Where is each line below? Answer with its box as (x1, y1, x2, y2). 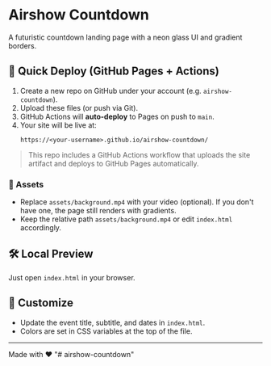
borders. (8, 40, 37, 50)
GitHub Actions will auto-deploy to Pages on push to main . (19, 111, 215, 121)
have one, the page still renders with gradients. (19, 206, 177, 216)
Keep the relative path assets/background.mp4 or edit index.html (19, 214, 233, 224)
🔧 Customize (8, 297, 74, 310)
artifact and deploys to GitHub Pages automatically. (27, 158, 199, 168)
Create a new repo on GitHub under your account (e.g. (19, 86, 202, 95)
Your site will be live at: (19, 120, 97, 130)
